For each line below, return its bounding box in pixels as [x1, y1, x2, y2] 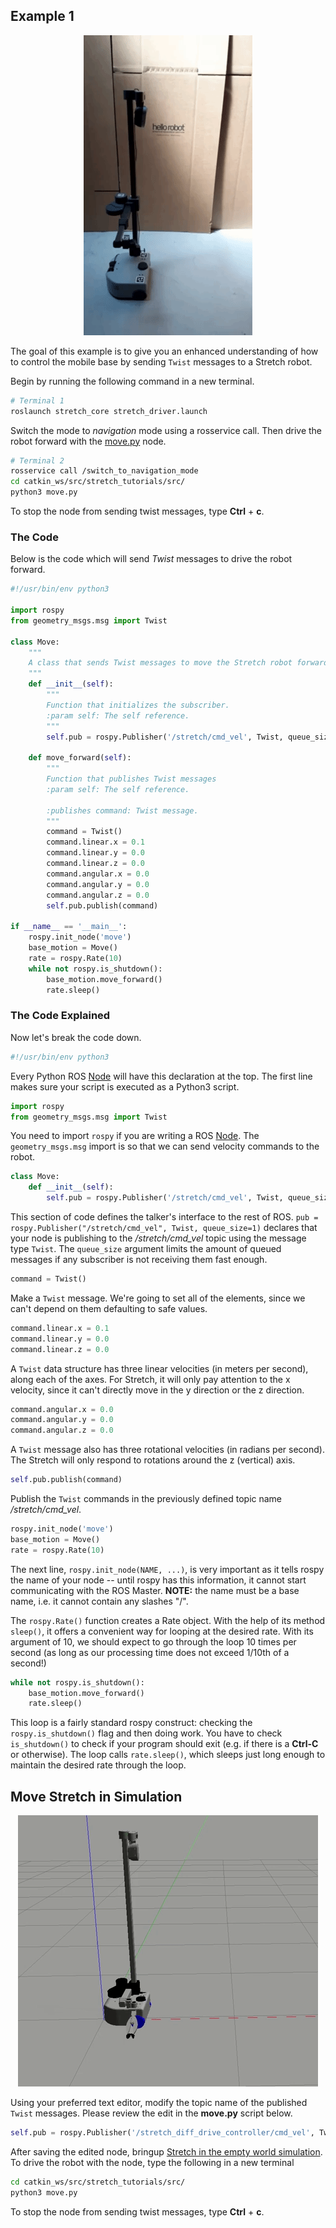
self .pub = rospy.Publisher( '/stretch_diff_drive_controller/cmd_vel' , [10, 2128, 315, 2138]
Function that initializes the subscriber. [46, 700, 230, 710]
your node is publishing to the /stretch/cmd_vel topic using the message [10, 1232, 307, 1244]
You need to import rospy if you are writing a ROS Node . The [10, 1130, 260, 1142]
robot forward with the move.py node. [10, 435, 167, 447]
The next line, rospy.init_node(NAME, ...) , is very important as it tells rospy [10, 1563, 325, 1575]
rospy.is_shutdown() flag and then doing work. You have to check [10, 1727, 283, 1739]
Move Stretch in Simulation [10, 1788, 183, 1805]
